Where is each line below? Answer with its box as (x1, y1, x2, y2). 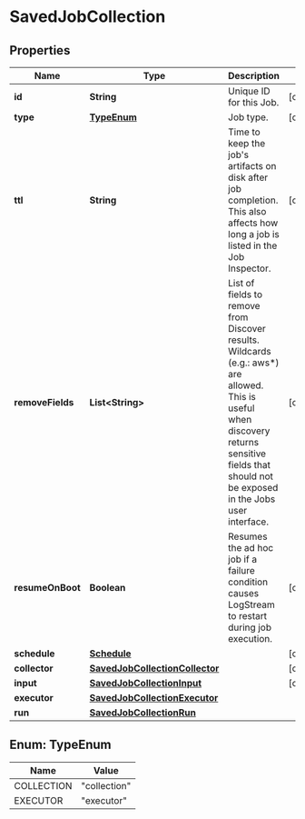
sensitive (228, 447, 266, 460)
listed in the (228, 239, 278, 252)
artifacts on (228, 160, 277, 172)
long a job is (228, 228, 280, 240)
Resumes (228, 530, 268, 543)
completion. (228, 194, 279, 206)
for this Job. (228, 96, 280, 108)
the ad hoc (228, 542, 274, 554)
